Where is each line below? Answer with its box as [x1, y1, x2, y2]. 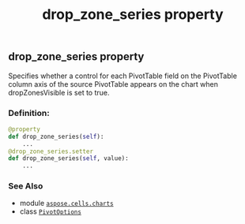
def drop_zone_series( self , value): [8, 155, 129, 162]
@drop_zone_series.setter [8, 147, 93, 155]
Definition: [8, 107, 50, 118]
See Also [8, 181, 43, 192]
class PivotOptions [19, 207, 81, 216]
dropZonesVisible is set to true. [8, 88, 110, 97]
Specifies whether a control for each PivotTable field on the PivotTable [8, 71, 237, 80]
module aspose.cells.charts [19, 199, 114, 208]
